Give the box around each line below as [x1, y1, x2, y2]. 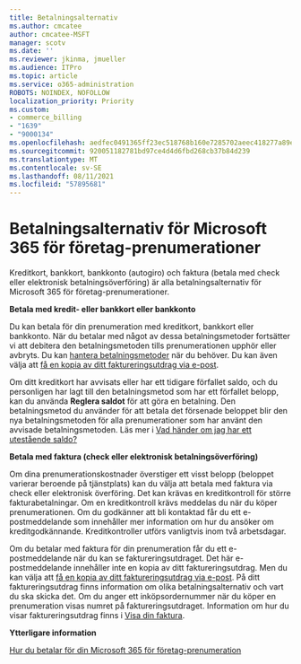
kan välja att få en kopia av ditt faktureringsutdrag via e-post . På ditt [9, 572, 261, 583]
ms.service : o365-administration [9, 80, 134, 89]
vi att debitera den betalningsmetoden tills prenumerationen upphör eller [9, 340, 277, 351]
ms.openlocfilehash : [9, 138, 87, 147]
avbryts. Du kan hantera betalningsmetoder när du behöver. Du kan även [9, 350, 278, 361]
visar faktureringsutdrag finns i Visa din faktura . [9, 610, 185, 621]
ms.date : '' [9, 47, 54, 56]
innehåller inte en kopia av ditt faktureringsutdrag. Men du [73, 563, 288, 573]
